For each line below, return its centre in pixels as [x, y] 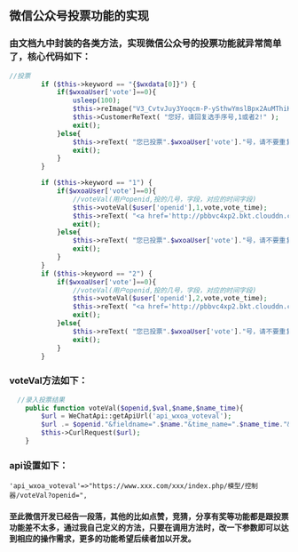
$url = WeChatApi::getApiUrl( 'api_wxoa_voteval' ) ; [137, 416]
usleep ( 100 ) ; [97, 100]
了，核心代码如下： [50, 57]
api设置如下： [39, 465]
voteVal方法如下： [49, 380]
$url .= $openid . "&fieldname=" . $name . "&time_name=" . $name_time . [162, 425]
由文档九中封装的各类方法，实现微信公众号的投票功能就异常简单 [145, 44]
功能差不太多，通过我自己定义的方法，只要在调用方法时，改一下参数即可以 [145, 527]
